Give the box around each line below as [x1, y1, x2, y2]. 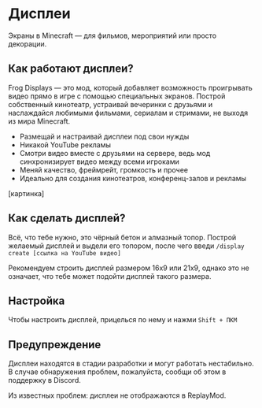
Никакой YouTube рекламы [19, 139, 112, 150]
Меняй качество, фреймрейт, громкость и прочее [19, 165, 189, 174]
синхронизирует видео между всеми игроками [19, 157, 179, 166]
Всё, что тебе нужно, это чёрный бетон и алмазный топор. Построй [8, 232, 237, 242]
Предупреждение [8, 338, 101, 351]
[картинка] [8, 188, 45, 198]
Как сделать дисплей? [8, 212, 126, 225]
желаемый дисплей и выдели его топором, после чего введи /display [8, 241, 245, 250]
